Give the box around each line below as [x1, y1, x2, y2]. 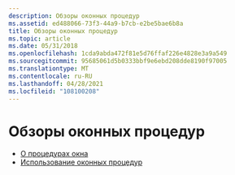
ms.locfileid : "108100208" [8, 87, 100, 96]
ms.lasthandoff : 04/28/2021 [8, 79, 104, 87]
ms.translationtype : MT [8, 65, 89, 73]
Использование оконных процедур [20, 157, 143, 167]
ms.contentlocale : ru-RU [8, 72, 93, 80]
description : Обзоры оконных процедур [8, 11, 140, 20]
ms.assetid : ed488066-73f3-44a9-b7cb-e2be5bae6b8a [8, 19, 184, 28]
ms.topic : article [8, 34, 71, 43]
